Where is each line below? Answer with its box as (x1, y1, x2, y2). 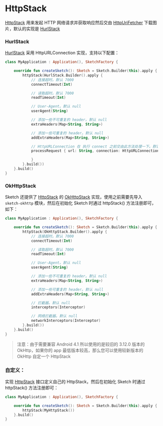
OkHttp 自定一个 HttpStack (16, 353, 71, 359)
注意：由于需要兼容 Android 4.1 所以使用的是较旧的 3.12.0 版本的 (16, 341, 145, 347)
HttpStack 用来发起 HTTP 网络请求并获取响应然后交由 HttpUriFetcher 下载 (5, 19, 153, 25)
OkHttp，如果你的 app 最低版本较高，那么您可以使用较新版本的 (16, 347, 144, 353)
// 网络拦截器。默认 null (31, 314, 78, 319)
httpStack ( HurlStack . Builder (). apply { (22, 73, 103, 78)
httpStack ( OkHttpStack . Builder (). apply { (22, 229, 108, 234)
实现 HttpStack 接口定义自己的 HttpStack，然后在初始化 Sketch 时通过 (5, 378, 146, 385)
